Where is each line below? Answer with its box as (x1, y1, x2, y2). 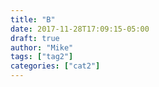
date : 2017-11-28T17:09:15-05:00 (10, 24, 150, 34)
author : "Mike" (10, 42, 74, 53)
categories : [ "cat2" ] (10, 61, 101, 71)
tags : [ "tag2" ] (10, 52, 74, 62)
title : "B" (10, 14, 56, 25)
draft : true (10, 33, 60, 43)
